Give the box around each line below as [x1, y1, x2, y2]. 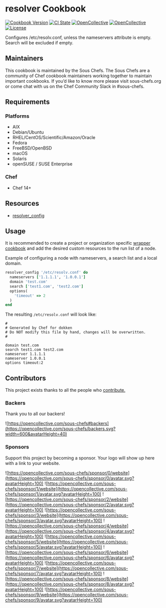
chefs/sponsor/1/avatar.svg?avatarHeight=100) [5, 491, 102, 497]
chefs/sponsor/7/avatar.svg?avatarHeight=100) [5, 570, 102, 576]
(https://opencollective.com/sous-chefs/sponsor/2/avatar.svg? [5, 501, 135, 507]
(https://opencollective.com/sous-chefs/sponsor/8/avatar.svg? [5, 581, 135, 587]
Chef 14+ [12, 185, 31, 191]
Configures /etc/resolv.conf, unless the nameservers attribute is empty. [5, 34, 152, 40]
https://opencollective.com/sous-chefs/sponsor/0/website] [8, 469, 130, 476]
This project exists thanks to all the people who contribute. [5, 387, 126, 393]
